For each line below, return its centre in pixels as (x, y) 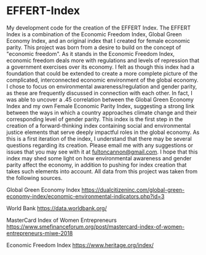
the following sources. (34, 178)
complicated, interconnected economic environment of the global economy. (102, 80)
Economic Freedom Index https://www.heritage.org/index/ (80, 245)
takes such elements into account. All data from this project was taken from (102, 171)
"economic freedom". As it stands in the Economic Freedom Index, (91, 53)
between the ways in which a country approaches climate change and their (102, 112)
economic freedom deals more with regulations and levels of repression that (103, 60)
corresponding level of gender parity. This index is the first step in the (95, 119)
